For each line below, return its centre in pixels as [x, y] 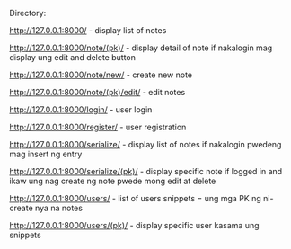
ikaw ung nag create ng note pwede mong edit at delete [113, 181]
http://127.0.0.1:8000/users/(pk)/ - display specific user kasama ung [134, 225]
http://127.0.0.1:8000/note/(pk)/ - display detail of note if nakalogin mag [141, 48]
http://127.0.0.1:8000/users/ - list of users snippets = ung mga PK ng [136, 198]
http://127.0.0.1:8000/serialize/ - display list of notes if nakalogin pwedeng [145, 144]
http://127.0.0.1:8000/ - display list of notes [88, 30]
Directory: [28, 13]
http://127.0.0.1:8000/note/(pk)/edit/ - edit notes [97, 92]
